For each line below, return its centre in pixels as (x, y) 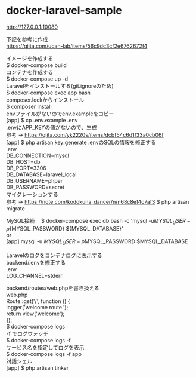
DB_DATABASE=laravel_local (41, 174)
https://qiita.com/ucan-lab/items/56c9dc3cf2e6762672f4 (77, 46)
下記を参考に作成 (27, 39)
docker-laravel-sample (64, 10)
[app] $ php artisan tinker (38, 367)
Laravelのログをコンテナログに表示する (54, 255)
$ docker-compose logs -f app (44, 354)
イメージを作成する (30, 58)
